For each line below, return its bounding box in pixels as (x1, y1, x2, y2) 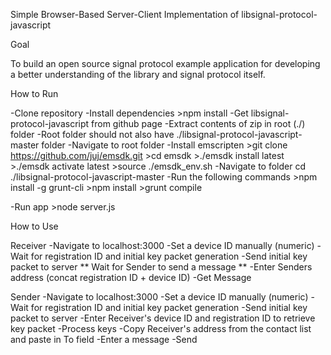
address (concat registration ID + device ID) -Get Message (10, 272, 252, 283)
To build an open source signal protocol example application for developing (10, 58, 321, 69)
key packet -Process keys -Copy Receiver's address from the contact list (10, 323, 312, 334)
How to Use (10, 220, 59, 232)
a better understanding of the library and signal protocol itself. (10, 69, 266, 80)
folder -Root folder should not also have (10, 129, 175, 140)
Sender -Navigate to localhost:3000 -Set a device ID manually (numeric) (10, 291, 309, 303)
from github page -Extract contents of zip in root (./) (91, 118, 306, 129)
